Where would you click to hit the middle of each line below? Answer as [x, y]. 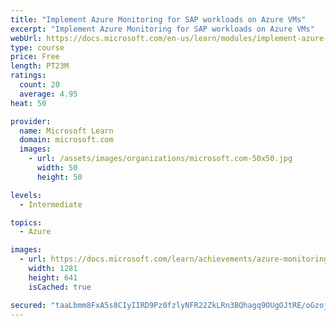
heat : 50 [28, 103]
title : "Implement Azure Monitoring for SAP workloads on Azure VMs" [158, 19]
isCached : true [60, 287]
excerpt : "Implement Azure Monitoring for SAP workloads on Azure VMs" [162, 29]
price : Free [35, 57]
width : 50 [57, 168]
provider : [31, 121]
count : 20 [39, 85]
